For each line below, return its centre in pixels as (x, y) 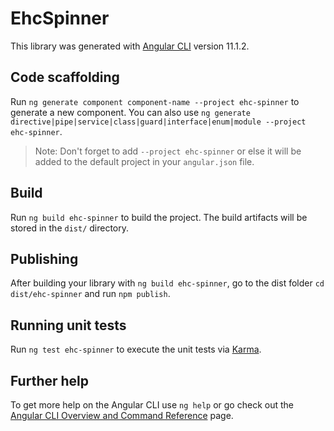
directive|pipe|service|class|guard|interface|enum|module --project (158, 122)
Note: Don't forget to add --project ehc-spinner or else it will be (168, 151)
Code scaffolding (65, 77)
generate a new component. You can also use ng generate (130, 112)
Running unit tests (68, 325)
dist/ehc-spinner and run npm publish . (90, 294)
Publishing (44, 258)
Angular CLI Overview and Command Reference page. (122, 415)
